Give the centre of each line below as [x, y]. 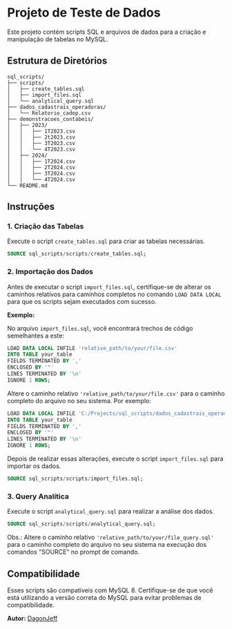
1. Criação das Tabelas [46, 226]
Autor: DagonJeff [32, 618]
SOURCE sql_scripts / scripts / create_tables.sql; [77, 254]
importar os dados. [34, 466]
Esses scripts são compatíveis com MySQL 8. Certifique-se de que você [110, 590]
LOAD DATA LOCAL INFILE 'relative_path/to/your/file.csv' [92, 348]
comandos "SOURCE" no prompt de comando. [74, 552]
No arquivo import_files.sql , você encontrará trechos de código [100, 328]
